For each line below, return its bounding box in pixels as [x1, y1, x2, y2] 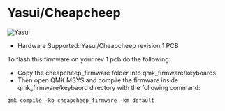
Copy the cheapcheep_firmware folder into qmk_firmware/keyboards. [17, 68, 218, 77]
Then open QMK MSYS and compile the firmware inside [17, 75, 179, 84]
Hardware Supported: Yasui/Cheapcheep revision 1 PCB [17, 41, 179, 50]
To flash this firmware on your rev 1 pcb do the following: [7, 54, 171, 64]
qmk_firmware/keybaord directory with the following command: [17, 83, 201, 91]
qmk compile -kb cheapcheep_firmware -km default [7, 96, 155, 104]
